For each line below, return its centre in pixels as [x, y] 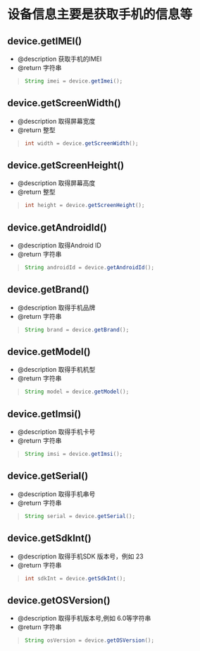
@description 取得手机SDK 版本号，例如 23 [80, 556]
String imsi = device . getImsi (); [74, 454]
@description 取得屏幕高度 [56, 183]
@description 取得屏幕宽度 [56, 121]
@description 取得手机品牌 [56, 307]
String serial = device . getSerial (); [80, 516]
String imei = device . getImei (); [74, 81]
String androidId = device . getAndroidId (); [89, 268]
